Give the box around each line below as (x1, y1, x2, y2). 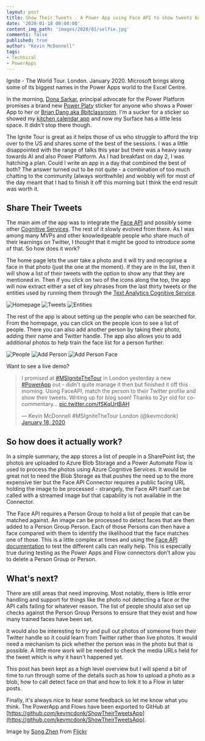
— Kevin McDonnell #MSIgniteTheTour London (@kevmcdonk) (21, 412, 179, 419)
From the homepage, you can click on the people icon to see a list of (6, 319, 179, 327)
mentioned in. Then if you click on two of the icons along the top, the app (6, 276, 190, 284)
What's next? (6, 573, 59, 584)
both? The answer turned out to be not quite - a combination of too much (6, 166, 190, 173)
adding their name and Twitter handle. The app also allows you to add (6, 333, 182, 340)
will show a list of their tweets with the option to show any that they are (6, 270, 185, 277)
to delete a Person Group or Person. (6, 556, 97, 563)
